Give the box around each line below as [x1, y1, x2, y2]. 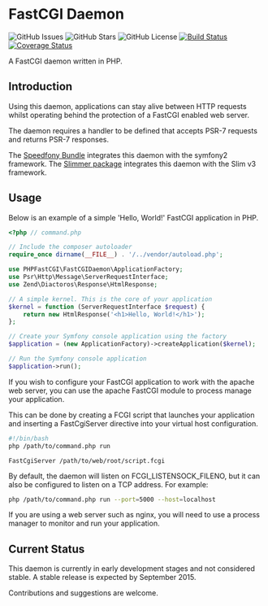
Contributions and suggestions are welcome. [8, 588, 158, 598]
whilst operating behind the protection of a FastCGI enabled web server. [8, 110, 250, 120]
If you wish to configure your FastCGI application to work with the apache [8, 377, 255, 386]
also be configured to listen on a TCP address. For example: [8, 479, 209, 489]
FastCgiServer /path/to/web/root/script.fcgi [8, 456, 165, 464]
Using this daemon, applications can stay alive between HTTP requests [8, 101, 247, 111]
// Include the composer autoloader [8, 243, 132, 251]
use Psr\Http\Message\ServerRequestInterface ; [8, 273, 169, 281]
